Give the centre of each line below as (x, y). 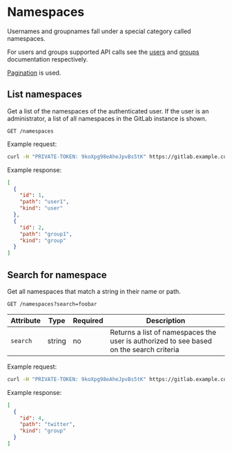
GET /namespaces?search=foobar (52, 304)
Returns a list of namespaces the (163, 332)
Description (166, 320)
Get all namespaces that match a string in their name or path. (94, 291)
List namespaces (45, 94)
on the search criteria (145, 349)
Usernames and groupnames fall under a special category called (99, 31)
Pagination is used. (34, 73)
